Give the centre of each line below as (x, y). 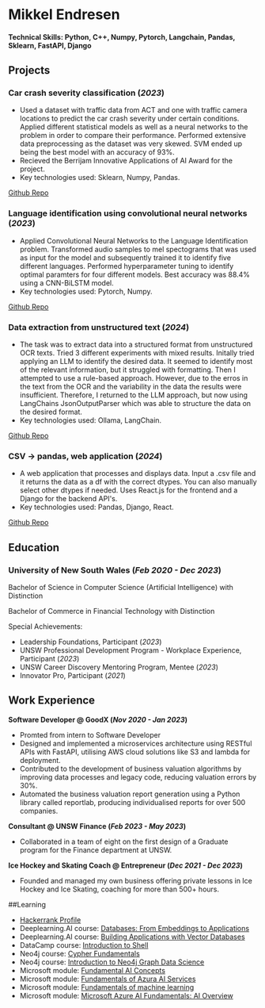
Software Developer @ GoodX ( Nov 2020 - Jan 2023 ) (98, 719)
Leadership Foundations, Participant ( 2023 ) (91, 642)
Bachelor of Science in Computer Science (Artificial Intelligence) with (121, 588)
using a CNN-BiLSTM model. (67, 282)
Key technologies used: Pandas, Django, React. (97, 507)
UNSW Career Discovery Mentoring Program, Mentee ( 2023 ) (119, 667)
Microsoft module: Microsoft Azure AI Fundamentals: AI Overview (126, 995)
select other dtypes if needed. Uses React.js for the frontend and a (129, 490)
